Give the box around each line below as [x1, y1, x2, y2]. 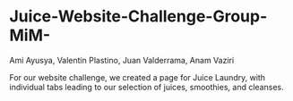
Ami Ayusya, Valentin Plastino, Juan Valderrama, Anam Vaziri [9, 55, 235, 65]
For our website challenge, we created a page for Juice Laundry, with [9, 72, 266, 82]
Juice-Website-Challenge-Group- [9, 6, 268, 27]
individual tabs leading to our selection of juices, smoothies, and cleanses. [9, 81, 284, 92]
